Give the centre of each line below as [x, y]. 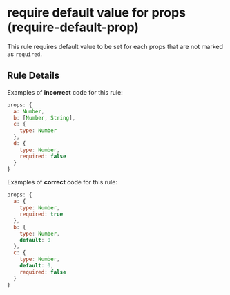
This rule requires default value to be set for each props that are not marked [115, 46]
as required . [25, 54]
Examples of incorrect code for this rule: [65, 92]
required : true [41, 214]
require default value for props [97, 13]
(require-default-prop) [73, 27]
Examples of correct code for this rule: [62, 182]
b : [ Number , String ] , [45, 118]
